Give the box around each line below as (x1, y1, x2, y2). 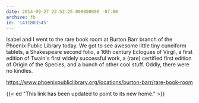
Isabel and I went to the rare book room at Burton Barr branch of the (6, 36, 173, 43)
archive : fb (6, 14, 36, 20)
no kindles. (6, 67, 33, 75)
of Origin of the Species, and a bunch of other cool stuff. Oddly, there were (6, 61, 189, 68)
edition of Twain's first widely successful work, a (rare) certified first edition (6, 54, 192, 62)
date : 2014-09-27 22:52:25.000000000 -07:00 (6, 8, 118, 15)
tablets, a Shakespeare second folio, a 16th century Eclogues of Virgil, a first (6, 49, 193, 56)
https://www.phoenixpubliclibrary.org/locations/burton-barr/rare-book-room (6, 79, 193, 86)
